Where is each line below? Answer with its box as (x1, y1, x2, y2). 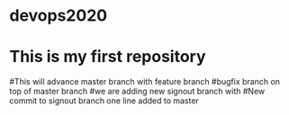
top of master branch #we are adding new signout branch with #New (9, 86, 266, 97)
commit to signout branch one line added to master (9, 95, 200, 106)
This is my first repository (9, 47, 206, 67)
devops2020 (9, 5, 108, 26)
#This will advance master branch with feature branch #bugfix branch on (9, 76, 281, 87)
